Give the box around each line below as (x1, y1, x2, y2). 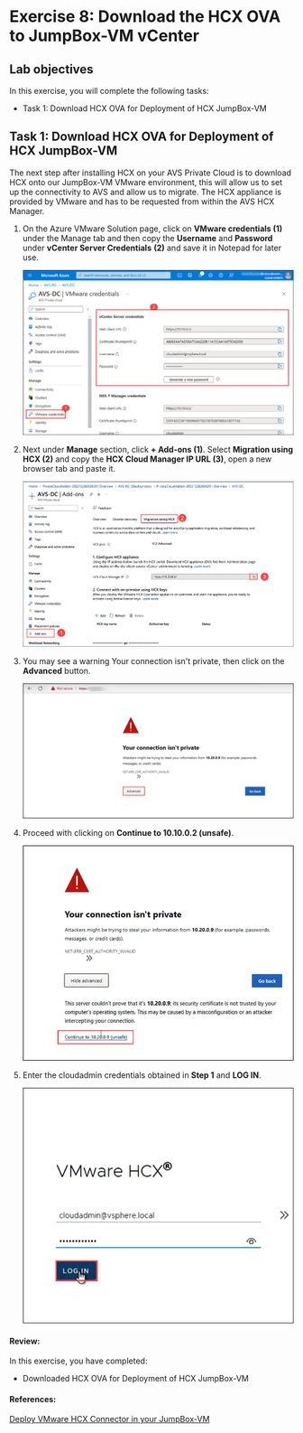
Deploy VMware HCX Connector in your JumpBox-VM (9, 1414, 210, 1425)
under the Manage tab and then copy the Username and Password (22, 232, 273, 243)
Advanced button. (22, 666, 91, 677)
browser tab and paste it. (22, 463, 115, 473)
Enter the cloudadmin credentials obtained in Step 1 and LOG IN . (22, 1070, 262, 1081)
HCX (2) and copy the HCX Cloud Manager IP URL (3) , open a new (22, 454, 272, 464)
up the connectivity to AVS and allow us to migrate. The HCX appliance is (9, 186, 282, 197)
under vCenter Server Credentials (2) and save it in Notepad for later (22, 242, 282, 253)
